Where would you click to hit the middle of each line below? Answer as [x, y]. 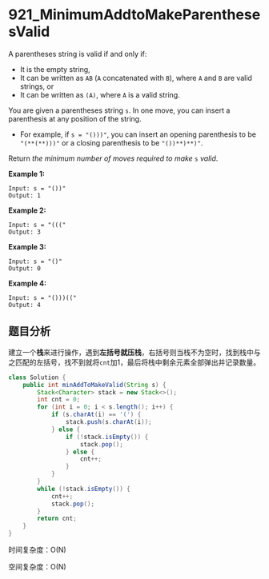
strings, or [37, 86]
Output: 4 [25, 305]
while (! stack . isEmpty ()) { [84, 489]
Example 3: [27, 246]
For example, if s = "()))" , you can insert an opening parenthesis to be [138, 134]
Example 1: [27, 174]
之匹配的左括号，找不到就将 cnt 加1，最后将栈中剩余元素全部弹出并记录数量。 [134, 362]
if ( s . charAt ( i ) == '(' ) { [96, 415]
